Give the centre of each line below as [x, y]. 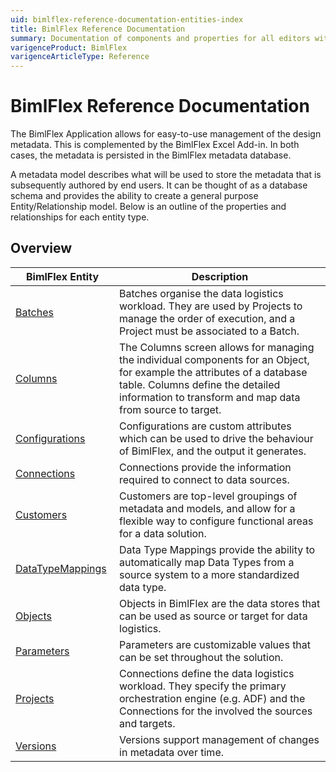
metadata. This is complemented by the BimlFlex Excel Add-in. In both [155, 145]
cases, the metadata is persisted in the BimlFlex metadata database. [151, 155]
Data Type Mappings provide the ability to [217, 549]
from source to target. [170, 409]
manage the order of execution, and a [207, 318]
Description [220, 276]
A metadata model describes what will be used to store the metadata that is [166, 175]
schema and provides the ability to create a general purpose [134, 196]
